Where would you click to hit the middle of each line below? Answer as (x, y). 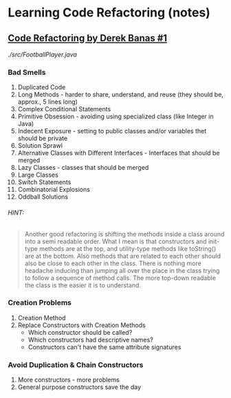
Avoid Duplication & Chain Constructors (76, 364)
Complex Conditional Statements (64, 109)
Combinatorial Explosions (54, 190)
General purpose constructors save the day (79, 387)
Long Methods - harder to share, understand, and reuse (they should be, (121, 95)
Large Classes (38, 175)
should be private (43, 138)
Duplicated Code (42, 87)
